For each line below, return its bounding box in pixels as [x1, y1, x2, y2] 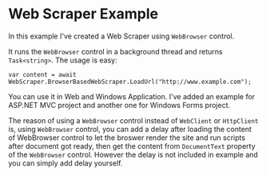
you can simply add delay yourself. [8, 158, 123, 168]
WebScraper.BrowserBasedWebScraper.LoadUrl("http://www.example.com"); [8, 78, 252, 86]
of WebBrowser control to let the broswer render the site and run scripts [8, 133, 246, 142]
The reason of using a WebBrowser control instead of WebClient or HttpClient [8, 115, 259, 125]
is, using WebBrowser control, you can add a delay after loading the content [8, 124, 252, 134]
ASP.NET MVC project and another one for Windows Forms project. [8, 100, 231, 110]
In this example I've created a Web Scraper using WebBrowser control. [8, 31, 235, 41]
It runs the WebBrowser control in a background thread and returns [8, 46, 223, 56]
